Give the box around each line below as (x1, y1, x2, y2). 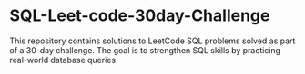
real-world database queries (9, 54, 117, 65)
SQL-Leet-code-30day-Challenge (9, 5, 270, 26)
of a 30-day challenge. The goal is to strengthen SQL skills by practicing (9, 44, 280, 55)
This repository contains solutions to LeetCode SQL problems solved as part (9, 35, 296, 46)
